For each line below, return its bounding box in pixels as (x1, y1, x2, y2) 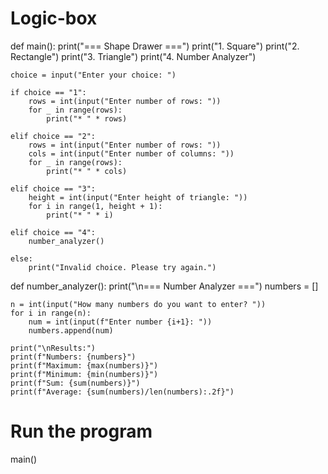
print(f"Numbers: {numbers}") (10, 352, 137, 362)
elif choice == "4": (10, 227, 97, 237)
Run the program (10, 420, 153, 443)
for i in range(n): (10, 308, 92, 318)
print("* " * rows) (46, 113, 128, 124)
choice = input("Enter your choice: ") (10, 70, 177, 80)
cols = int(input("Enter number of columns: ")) (28, 148, 235, 159)
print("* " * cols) (46, 166, 128, 176)
